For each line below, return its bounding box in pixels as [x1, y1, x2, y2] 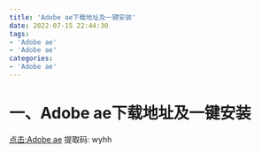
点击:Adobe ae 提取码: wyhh [9, 134, 112, 144]
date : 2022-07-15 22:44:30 [9, 21, 109, 30]
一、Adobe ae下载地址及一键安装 [9, 103, 251, 124]
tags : [9, 29, 29, 38]
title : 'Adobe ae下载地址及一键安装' [9, 12, 136, 22]
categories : [9, 54, 53, 63]
